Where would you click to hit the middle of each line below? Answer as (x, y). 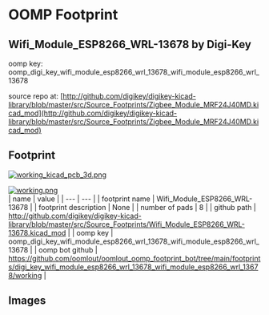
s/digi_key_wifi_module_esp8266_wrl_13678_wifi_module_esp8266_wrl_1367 (133, 267)
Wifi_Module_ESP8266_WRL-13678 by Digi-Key (130, 44)
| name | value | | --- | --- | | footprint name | (82, 199)
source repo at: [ (36, 96)
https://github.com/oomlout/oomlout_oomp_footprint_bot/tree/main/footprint (134, 258)
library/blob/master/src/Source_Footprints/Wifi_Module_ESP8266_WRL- (127, 224)
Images (27, 301)
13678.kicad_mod (37, 232)
